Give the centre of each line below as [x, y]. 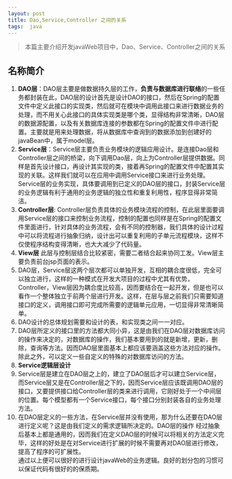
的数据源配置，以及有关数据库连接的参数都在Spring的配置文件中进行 [115, 123]
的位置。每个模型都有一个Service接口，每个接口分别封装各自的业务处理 [119, 400]
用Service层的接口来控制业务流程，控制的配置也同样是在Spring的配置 [117, 218]
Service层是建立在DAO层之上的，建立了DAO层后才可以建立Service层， [119, 374]
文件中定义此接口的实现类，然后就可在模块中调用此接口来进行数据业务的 [120, 106]
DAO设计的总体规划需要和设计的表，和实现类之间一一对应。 [103, 322]
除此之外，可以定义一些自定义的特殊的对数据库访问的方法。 [103, 357]
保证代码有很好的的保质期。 [63, 469]
